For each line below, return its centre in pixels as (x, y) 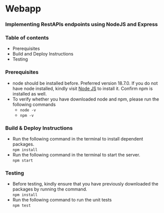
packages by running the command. (50, 189)
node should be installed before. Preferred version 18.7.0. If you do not (85, 83)
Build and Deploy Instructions (43, 54)
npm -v (27, 115)
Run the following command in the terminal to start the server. (76, 155)
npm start (23, 160)
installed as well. (30, 93)
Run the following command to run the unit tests (62, 200)
